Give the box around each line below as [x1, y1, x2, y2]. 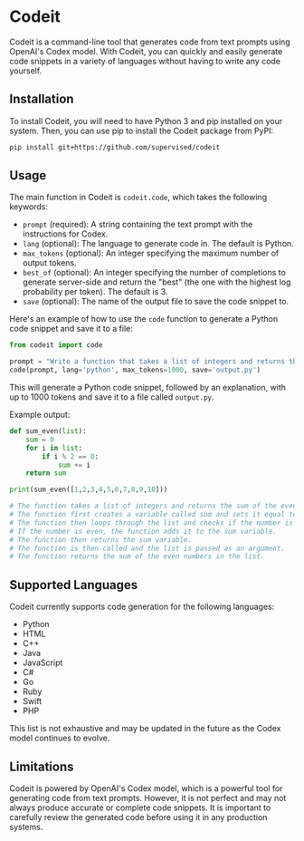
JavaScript [22, 657, 63, 668]
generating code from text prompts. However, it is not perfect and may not [9, 792, 287, 803]
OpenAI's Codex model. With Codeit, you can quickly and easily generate [9, 45, 283, 56]
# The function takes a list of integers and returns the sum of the [9, 501, 278, 511]
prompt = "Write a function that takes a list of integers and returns [9, 357, 285, 366]
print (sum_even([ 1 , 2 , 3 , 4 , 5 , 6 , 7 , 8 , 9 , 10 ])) [9, 485, 168, 495]
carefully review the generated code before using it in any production [9, 811, 268, 822]
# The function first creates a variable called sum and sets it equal [9, 510, 285, 519]
